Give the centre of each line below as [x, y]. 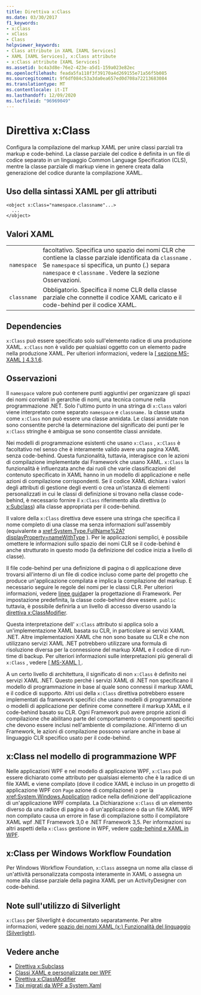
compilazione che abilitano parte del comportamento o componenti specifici [100, 718]
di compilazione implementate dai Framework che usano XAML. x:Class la [98, 462]
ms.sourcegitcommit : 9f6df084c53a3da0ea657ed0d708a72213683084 [87, 79]
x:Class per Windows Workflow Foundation [89, 854]
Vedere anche [33, 952]
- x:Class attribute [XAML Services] [53, 62]
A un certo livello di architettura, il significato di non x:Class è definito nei [96, 674]
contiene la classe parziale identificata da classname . [117, 258]
